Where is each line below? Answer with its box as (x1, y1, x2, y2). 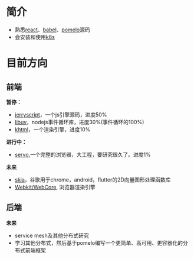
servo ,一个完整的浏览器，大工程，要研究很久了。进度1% (14, 151, 152, 158)
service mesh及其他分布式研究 (14, 232, 90, 239)
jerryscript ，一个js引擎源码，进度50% (14, 111, 107, 118)
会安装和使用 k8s (14, 33, 55, 40)
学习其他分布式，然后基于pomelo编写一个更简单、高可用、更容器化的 (14, 239, 183, 246)
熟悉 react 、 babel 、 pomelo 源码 (14, 26, 90, 33)
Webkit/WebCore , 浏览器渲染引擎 (14, 183, 96, 190)
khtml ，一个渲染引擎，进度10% (14, 125, 91, 133)
